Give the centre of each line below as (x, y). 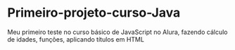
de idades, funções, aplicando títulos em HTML (76, 39)
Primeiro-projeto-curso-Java (94, 13)
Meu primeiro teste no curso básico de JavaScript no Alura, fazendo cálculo (118, 32)
